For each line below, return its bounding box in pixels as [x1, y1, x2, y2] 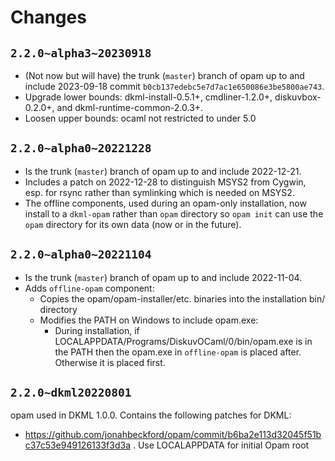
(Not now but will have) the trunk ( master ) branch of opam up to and [24, 70, 305, 81]
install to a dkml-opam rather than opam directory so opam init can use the [24, 207, 324, 220]
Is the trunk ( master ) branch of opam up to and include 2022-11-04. [24, 271, 303, 283]
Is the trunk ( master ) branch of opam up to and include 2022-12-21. [24, 165, 302, 177]
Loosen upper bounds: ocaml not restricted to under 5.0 [24, 112, 257, 124]
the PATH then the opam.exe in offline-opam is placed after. [54, 346, 302, 358]
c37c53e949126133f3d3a [24, 439, 131, 451]
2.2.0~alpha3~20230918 [10, 46, 152, 60]
